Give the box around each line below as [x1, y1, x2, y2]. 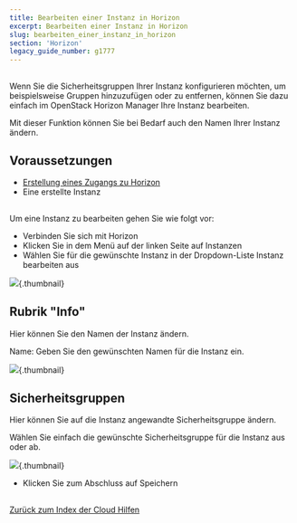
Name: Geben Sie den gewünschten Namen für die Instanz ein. [9, 346, 244, 357]
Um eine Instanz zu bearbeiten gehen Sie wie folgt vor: [9, 213, 215, 223]
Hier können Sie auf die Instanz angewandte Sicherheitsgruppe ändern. [9, 414, 277, 425]
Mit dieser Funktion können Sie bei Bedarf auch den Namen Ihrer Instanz [9, 117, 281, 128]
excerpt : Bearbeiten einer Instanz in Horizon [9, 22, 188, 31]
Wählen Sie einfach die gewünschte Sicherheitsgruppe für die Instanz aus [9, 432, 285, 443]
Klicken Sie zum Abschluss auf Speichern [22, 478, 178, 489]
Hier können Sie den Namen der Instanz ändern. [9, 328, 189, 339]
